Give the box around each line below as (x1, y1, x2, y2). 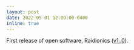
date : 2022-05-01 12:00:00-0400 (6, 15, 88, 21)
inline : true (6, 20, 39, 26)
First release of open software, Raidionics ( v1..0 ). (6, 37, 129, 45)
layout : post (6, 9, 39, 15)
